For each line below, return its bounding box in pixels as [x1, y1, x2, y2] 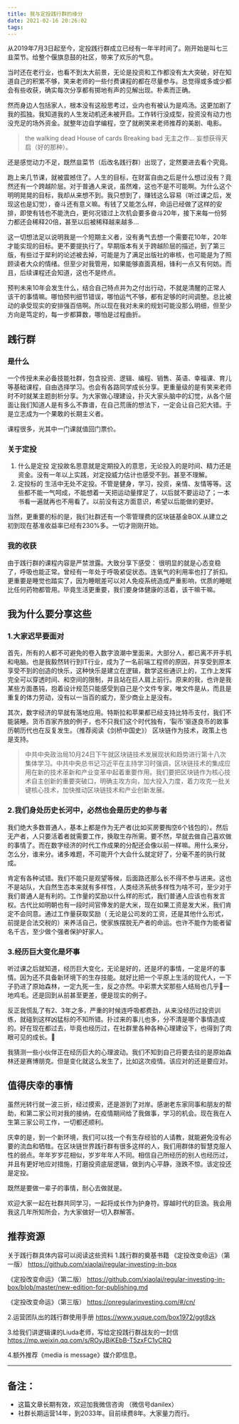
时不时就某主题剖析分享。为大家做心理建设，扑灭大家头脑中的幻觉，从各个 [7, 392, 225, 400]
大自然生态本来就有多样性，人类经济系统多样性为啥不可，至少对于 [38, 883, 232, 891]
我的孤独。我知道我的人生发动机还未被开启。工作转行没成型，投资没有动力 [7, 110, 225, 118]
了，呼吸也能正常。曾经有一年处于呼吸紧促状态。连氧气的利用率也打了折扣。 [7, 567, 232, 576]
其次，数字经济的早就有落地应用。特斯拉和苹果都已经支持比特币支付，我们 [7, 708, 225, 717]
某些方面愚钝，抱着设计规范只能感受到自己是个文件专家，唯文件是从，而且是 [7, 685, 232, 693]
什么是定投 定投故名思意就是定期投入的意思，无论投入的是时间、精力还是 [17, 462, 232, 470]
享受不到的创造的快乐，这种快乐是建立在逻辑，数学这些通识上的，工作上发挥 [7, 667, 232, 675]
